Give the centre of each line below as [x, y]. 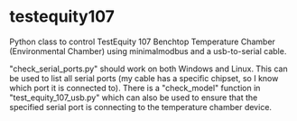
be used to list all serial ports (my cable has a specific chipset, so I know [144, 78]
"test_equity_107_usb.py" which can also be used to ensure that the [134, 98]
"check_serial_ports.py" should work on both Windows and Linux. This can [148, 69]
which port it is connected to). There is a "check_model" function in [135, 88]
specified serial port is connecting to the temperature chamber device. [141, 107]
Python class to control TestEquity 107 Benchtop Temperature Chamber [142, 42]
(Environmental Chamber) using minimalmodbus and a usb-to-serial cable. [148, 51]
